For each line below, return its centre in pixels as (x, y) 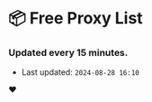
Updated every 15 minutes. (68, 53)
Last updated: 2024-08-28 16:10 (80, 72)
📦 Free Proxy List (76, 19)
